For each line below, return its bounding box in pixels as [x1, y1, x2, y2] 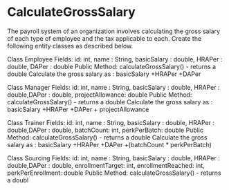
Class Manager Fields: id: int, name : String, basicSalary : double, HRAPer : [7, 83, 220, 91]
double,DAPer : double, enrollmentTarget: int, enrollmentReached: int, [7, 161, 205, 169]
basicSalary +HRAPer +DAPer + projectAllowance [7, 105, 149, 113]
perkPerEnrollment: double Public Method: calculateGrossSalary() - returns [7, 169, 221, 177]
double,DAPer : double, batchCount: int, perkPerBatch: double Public [7, 126, 204, 134]
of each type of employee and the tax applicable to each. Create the [7, 34, 202, 42]
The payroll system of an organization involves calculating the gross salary [7, 27, 220, 35]
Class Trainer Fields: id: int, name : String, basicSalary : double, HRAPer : [7, 118, 214, 126]
